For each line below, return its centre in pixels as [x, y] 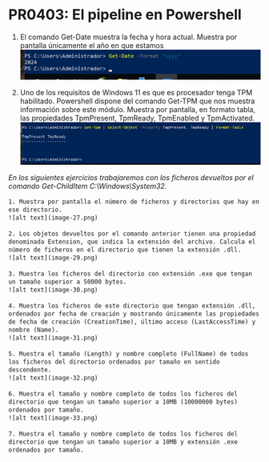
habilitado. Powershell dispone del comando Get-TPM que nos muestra [137, 101]
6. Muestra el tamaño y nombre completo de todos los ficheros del [123, 394]
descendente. [30, 370]
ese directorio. [35, 210]
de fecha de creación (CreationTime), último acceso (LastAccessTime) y [132, 322]
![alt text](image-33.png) [53, 418]
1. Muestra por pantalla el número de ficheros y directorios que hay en [134, 202]
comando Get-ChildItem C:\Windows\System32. [88, 187]
